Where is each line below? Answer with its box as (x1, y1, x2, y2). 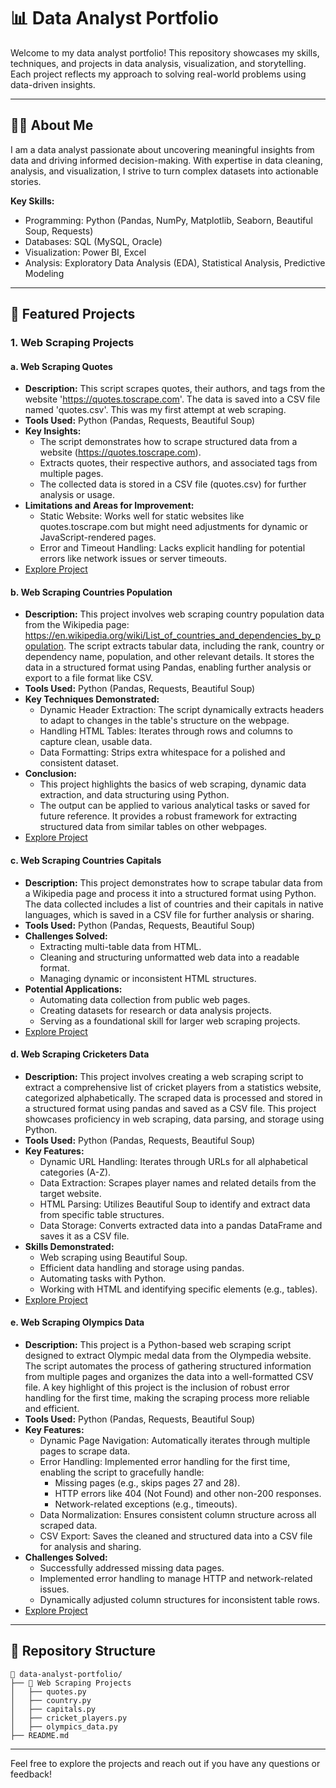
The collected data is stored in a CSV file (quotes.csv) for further (39, 478, 307, 490)
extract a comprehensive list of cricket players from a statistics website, (24, 1081, 322, 1093)
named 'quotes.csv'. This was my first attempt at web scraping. (24, 404, 287, 416)
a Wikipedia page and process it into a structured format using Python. (24, 887, 317, 899)
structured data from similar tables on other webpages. (39, 821, 268, 833)
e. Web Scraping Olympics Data (10, 1316, 145, 1329)
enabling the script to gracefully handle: (39, 1466, 205, 1479)
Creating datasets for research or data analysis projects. (39, 1004, 272, 1016)
